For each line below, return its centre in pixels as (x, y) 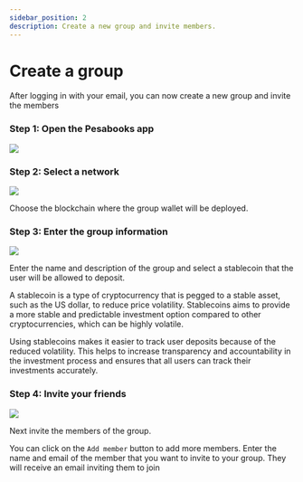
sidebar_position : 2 (48, 18)
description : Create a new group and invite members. (113, 26)
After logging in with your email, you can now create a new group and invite (150, 96)
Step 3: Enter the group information (89, 232)
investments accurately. (54, 371)
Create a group (66, 71)
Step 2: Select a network (64, 171)
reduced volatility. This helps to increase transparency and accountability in (150, 351)
